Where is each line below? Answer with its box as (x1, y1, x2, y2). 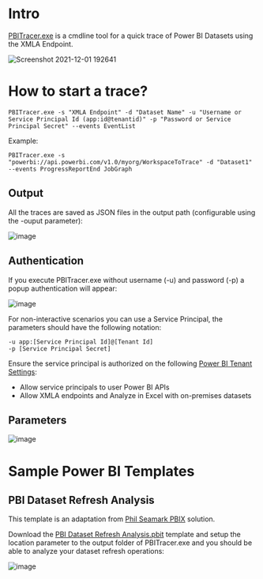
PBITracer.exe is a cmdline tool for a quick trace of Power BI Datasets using (8, 31, 254, 40)
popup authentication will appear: (8, 284, 118, 293)
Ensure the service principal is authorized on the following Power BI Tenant (8, 359, 253, 368)
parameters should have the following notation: (8, 322, 162, 332)
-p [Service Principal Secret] (8, 344, 111, 352)
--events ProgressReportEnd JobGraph (8, 165, 133, 173)
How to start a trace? (8, 82, 148, 100)
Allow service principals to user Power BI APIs (19, 382, 170, 392)
